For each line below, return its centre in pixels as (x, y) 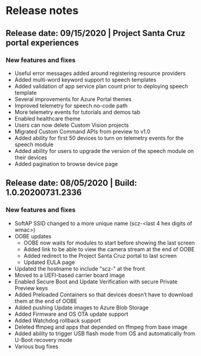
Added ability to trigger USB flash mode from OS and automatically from (105, 333)
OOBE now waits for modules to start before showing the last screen (109, 243)
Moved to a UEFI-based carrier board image (70, 275)
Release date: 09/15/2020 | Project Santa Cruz (96, 33)
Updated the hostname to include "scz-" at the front (80, 268)
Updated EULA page (49, 262)
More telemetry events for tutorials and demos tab (77, 112)
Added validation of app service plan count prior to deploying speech (101, 86)
